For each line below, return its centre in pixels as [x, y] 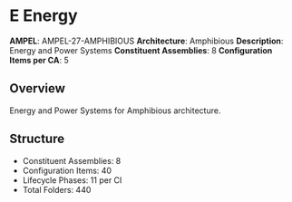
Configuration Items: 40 [67, 170]
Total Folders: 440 [57, 189]
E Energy [44, 16]
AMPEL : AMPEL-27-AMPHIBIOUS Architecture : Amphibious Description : [146, 41]
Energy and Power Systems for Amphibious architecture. [115, 111]
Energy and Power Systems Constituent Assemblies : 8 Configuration [141, 50]
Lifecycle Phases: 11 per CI [72, 180]
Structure [37, 139]
